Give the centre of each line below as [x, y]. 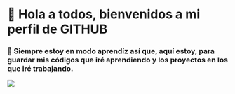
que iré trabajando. [40, 69]
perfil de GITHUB [57, 29]
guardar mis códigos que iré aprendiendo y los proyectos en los [117, 60]
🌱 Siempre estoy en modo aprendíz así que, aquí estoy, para [111, 51]
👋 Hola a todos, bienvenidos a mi [104, 14]
